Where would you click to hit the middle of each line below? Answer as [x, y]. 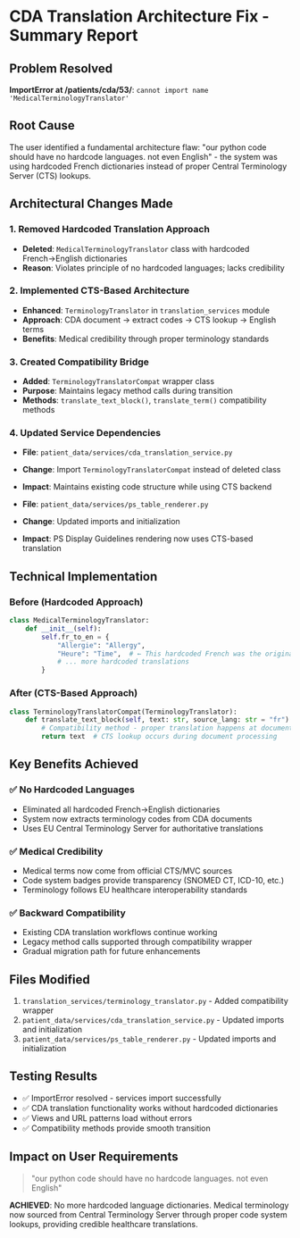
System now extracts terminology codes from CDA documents [137, 818]
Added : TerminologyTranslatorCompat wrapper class [118, 381]
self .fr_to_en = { [75, 637]
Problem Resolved [61, 68]
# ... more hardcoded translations [123, 662]
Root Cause [42, 125]
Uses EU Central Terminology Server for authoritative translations [142, 828]
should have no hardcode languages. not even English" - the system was [144, 156]
